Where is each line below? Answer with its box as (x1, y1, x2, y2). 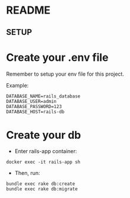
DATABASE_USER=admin (6, 98, 57, 104)
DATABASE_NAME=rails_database (6, 93, 81, 99)
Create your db (6, 128, 82, 142)
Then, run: (14, 170, 40, 177)
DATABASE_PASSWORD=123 (6, 103, 62, 109)
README (6, 4, 51, 17)
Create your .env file (6, 51, 109, 64)
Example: (6, 82, 29, 89)
